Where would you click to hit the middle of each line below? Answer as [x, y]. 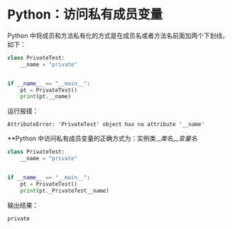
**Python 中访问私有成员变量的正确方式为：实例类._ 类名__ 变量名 [102, 138]
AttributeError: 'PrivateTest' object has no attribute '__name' [106, 125]
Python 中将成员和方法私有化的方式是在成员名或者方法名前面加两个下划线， [118, 35]
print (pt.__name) [46, 96]
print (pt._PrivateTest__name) [65, 191]
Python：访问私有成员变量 [85, 15]
